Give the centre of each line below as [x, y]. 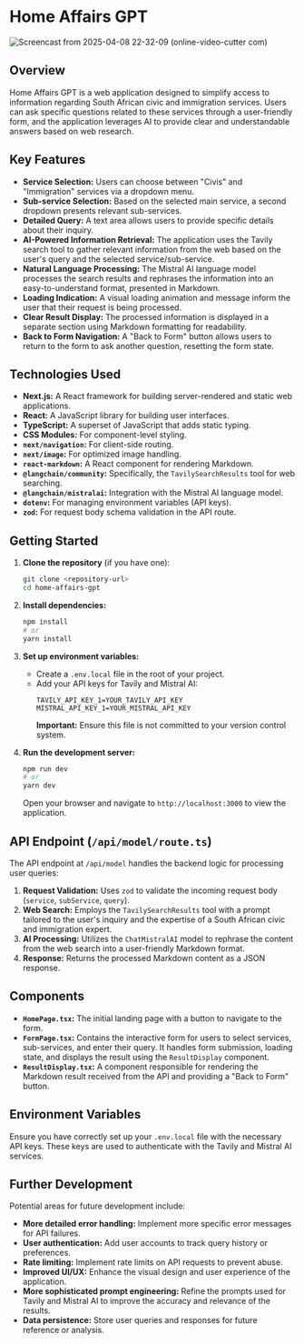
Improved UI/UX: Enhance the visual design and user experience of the [156, 1272]
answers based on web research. [72, 131]
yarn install [47, 638]
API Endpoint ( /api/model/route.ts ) [111, 842]
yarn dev [39, 786]
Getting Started [54, 541]
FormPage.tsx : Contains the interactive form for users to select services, [157, 1038]
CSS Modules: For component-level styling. [105, 435]
